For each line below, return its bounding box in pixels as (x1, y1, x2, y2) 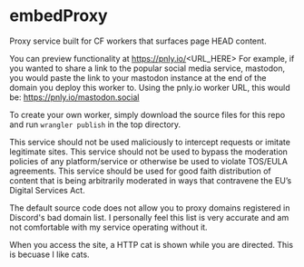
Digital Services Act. (9, 184, 85, 195)
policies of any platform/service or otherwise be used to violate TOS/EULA (9, 155, 289, 166)
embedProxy (9, 5, 108, 26)
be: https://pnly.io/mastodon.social (9, 92, 140, 103)
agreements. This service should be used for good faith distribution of (9, 165, 271, 176)
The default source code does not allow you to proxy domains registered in (9, 202, 290, 213)
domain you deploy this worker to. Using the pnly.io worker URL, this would (9, 82, 290, 93)
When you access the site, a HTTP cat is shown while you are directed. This (9, 239, 293, 250)
